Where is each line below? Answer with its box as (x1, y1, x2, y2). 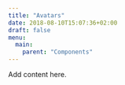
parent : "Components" (22, 48, 93, 56)
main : (15, 41, 34, 49)
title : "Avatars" (8, 11, 65, 20)
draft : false (8, 26, 51, 34)
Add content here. (8, 70, 67, 79)
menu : (8, 33, 26, 42)
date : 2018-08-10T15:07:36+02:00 (8, 19, 118, 27)
